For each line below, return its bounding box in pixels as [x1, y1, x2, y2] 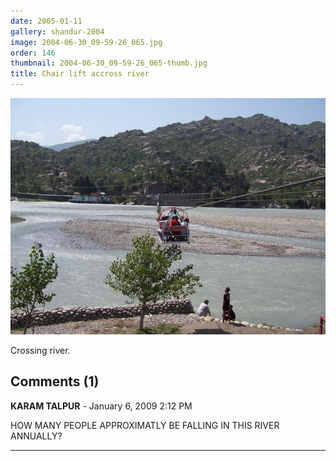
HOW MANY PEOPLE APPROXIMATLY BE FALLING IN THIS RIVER [10, 419, 280, 431]
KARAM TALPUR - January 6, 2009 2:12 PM [10, 400, 193, 412]
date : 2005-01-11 [10, 16, 83, 26]
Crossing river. [10, 345, 71, 356]
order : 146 [10, 48, 56, 58]
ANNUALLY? [10, 430, 63, 442]
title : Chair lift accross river [10, 69, 150, 79]
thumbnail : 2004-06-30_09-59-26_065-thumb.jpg [10, 58, 208, 69]
